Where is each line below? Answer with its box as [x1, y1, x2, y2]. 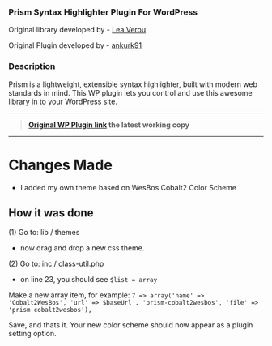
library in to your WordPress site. [8, 96, 117, 106]
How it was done [8, 206, 94, 220]
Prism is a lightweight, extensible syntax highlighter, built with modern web [8, 79, 257, 89]
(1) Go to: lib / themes [8, 228, 80, 237]
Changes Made [8, 156, 113, 174]
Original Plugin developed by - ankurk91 [8, 41, 142, 50]
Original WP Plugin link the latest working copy [28, 120, 190, 130]
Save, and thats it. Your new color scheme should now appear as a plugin [8, 320, 253, 330]
